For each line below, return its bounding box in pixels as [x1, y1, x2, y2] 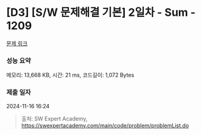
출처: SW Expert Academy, [21, 115, 88, 122]
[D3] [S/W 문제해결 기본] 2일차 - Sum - [6, 5, 196, 19]
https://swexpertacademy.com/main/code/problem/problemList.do [21, 122, 189, 129]
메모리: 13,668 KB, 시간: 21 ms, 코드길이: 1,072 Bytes [6, 71, 135, 79]
